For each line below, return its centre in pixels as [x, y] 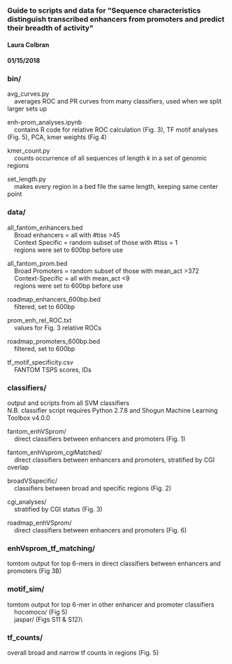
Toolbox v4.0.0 [29, 418]
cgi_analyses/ [27, 502]
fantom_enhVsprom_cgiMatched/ [55, 452]
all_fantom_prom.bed [37, 263]
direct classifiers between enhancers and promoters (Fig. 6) [100, 530]
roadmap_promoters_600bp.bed [54, 341]
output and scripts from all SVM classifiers [68, 403]
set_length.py [27, 179]
